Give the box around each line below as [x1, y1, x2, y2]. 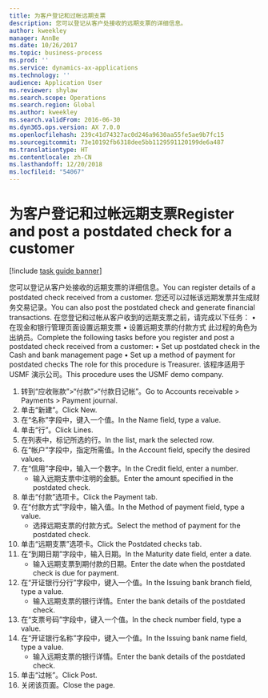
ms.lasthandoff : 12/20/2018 [9, 161, 103, 169]
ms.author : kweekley [9, 109, 78, 117]
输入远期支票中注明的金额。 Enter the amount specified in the [32, 473, 234, 483]
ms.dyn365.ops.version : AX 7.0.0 [9, 123, 121, 131]
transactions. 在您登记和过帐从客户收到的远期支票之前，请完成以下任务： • [9, 312, 257, 322]
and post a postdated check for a [9, 223, 233, 241]
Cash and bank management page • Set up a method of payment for [9, 350, 235, 359]
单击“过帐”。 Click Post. [20, 670, 98, 680]
